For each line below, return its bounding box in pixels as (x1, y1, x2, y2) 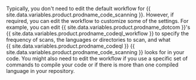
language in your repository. (6, 68, 75, 74)
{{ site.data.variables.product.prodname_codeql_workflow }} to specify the (6, 30, 189, 37)
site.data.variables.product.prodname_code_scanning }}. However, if (6, 11, 174, 18)
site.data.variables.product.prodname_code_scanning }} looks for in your (6, 49, 185, 55)
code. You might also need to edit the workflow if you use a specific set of (6, 55, 188, 62)
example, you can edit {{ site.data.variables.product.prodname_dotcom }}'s (6, 24, 191, 31)
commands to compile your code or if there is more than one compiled (6, 61, 179, 68)
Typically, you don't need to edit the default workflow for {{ (6, 5, 151, 12)
